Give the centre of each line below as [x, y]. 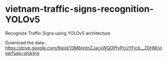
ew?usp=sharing [22, 53]
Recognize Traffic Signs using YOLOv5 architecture [58, 33]
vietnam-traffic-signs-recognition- [80, 9]
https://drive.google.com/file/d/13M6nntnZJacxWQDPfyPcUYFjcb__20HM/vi [83, 48]
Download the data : [26, 42]
